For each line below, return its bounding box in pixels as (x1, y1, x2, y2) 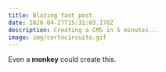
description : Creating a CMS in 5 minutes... (8, 26, 159, 34)
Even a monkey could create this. (8, 55, 117, 64)
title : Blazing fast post (8, 11, 92, 20)
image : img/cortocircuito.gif (8, 33, 107, 41)
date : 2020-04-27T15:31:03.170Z (8, 19, 114, 27)
